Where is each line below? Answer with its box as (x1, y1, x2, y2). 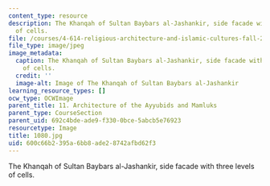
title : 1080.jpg (8, 131, 63, 139)
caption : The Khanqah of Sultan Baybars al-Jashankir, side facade (15, 57, 247, 65)
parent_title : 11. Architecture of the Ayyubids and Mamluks (8, 101, 218, 110)
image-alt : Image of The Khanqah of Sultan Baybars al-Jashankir (15, 79, 239, 87)
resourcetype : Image (8, 124, 78, 132)
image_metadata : (8, 49, 63, 57)
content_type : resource (8, 11, 88, 20)
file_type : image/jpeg (8, 42, 84, 50)
